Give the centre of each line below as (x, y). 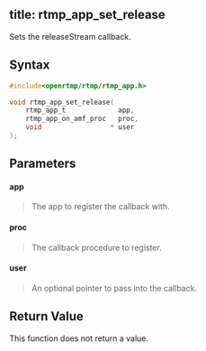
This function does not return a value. (79, 338)
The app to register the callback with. (100, 207)
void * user (80, 127)
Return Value (46, 316)
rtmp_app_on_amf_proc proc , (82, 119)
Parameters (43, 164)
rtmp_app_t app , (80, 111)
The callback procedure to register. (96, 247)
